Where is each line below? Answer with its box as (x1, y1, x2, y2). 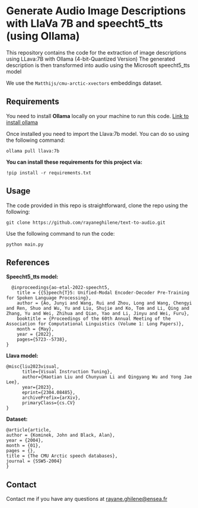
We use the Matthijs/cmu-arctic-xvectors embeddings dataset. (6, 79, 163, 87)
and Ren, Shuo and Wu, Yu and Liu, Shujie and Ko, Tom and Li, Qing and (6, 306, 190, 312)
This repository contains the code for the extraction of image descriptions (6, 49, 187, 56)
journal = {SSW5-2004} (6, 458, 62, 464)
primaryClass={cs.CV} (21, 400, 76, 406)
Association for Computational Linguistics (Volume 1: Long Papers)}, (6, 321, 184, 327)
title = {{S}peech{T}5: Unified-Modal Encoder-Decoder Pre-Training (17, 290, 190, 296)
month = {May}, (17, 326, 55, 332)
